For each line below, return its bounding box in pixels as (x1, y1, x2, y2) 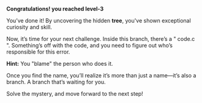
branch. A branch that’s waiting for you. (6, 79, 106, 85)
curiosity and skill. (6, 24, 52, 30)
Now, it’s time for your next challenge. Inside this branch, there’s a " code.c (6, 35, 195, 42)
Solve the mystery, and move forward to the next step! (6, 90, 144, 97)
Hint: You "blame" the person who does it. (6, 60, 113, 67)
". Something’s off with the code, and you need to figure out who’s (6, 42, 173, 49)
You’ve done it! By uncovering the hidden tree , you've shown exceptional (6, 17, 191, 24)
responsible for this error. (6, 48, 70, 55)
